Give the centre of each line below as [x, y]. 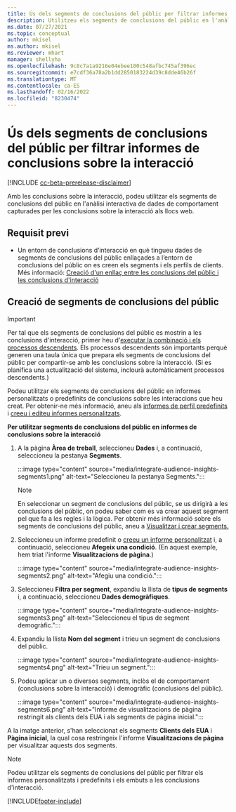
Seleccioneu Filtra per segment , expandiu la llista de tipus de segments [123, 589]
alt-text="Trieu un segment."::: [111, 667]
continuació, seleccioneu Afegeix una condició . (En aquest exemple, [117, 547]
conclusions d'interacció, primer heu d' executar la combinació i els [104, 340]
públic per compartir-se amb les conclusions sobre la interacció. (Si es [110, 362]
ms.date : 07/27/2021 [38, 27]
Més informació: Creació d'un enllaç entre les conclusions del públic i [118, 272]
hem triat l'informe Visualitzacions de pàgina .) [85, 554]
